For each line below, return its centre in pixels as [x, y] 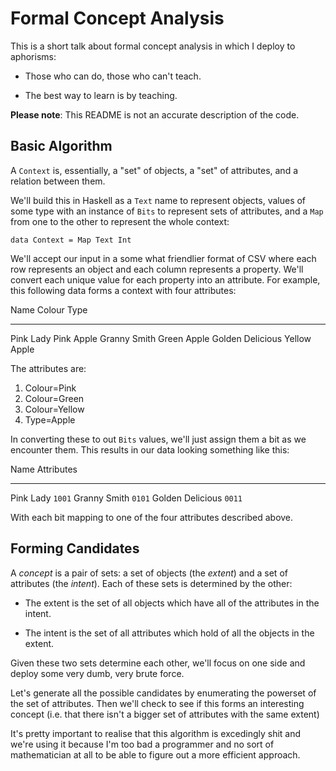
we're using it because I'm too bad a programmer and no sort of [142, 744]
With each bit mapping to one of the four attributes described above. [152, 517]
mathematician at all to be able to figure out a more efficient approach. [155, 754]
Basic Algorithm [61, 146]
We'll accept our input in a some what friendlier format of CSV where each [163, 258]
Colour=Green [54, 398]
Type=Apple [50, 419]
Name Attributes [44, 469]
